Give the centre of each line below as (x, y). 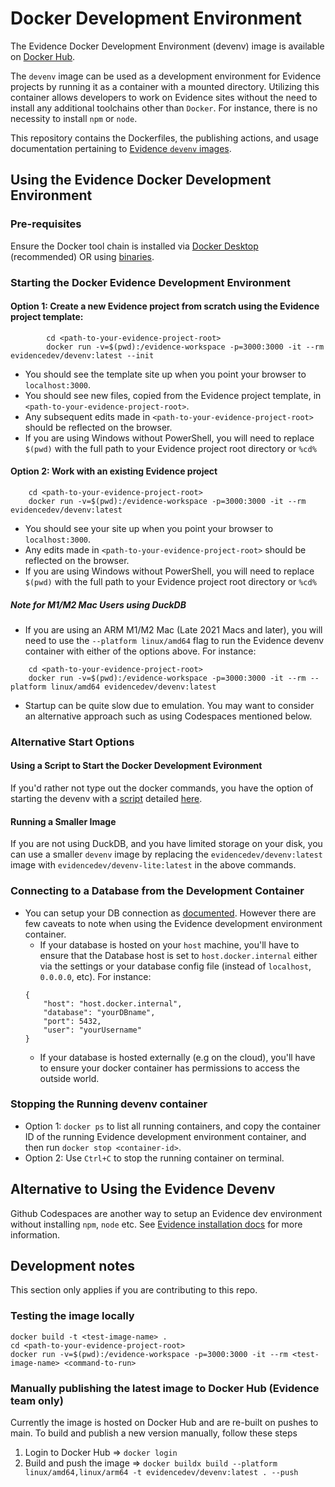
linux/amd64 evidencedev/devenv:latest (133, 687)
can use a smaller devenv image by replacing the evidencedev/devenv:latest (166, 854)
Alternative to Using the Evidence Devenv (143, 1189)
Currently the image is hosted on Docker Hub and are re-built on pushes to (164, 1423)
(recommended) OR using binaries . (82, 256)
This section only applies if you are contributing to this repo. (134, 1290)
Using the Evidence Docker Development (141, 180)
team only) (37, 1400)
